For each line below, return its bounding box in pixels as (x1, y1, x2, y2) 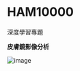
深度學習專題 (7, 28, 43, 36)
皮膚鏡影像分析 (7, 42, 49, 50)
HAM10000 (7, 4, 74, 20)
